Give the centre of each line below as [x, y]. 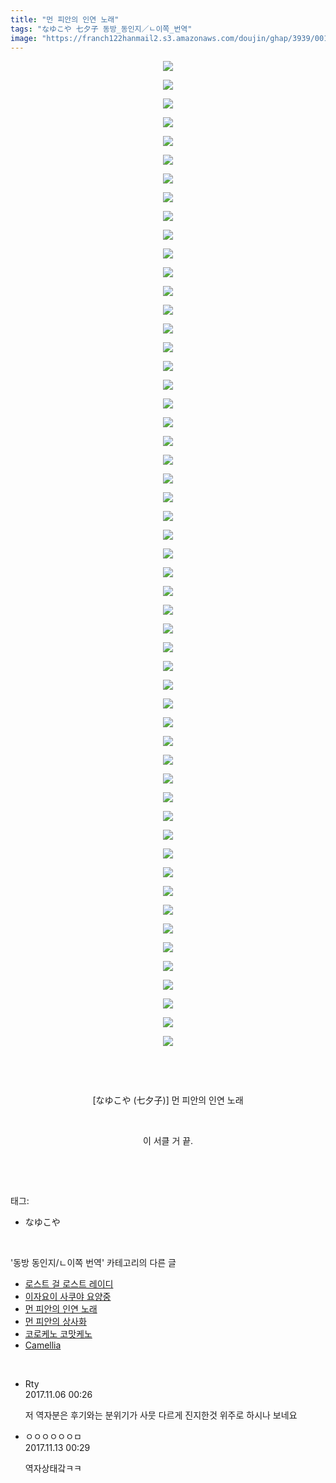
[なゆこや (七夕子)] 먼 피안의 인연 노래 [168, 1100]
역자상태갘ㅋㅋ [53, 1468]
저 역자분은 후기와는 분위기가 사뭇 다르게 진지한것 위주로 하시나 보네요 [161, 1415]
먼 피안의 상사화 [55, 1322]
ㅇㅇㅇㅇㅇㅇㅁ [53, 1437]
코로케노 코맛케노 [58, 1334]
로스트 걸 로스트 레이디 [69, 1284]
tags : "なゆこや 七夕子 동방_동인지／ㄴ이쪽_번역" [101, 29]
